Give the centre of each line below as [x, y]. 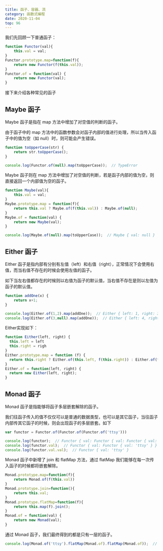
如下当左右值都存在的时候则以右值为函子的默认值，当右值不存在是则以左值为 [81, 280]
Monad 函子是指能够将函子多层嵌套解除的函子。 [53, 406]
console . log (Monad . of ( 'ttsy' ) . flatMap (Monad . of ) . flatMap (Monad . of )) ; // [81, 544]
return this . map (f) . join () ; [42, 507]
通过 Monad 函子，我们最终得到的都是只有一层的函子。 [60, 535]
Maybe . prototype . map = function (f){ [42, 204]
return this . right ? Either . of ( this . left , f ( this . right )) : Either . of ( [83, 359]
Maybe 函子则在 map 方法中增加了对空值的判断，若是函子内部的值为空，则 [80, 175]
